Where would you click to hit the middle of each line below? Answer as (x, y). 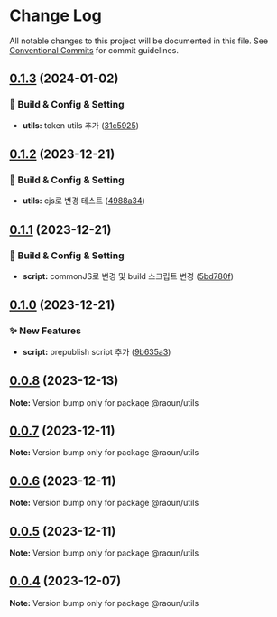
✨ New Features (45, 331)
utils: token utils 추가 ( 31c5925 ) (81, 125)
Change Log (55, 16)
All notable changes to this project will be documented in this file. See (139, 41)
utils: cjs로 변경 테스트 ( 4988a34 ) (84, 201)
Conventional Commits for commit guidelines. (94, 50)
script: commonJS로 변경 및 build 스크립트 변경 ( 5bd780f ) (128, 276)
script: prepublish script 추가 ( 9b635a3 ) (97, 351)
